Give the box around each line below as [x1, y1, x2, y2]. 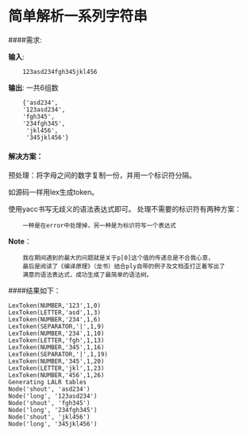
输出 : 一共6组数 [8, 83, 59, 92]
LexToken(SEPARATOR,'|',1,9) [8, 323, 105, 331]
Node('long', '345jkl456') [8, 420, 98, 428]
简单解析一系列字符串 [8, 7, 149, 25]
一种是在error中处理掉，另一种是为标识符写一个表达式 [22, 222, 176, 230]
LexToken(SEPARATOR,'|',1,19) [8, 351, 109, 359]
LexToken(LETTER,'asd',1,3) [8, 309, 102, 317]
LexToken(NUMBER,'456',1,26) [8, 372, 105, 380]
